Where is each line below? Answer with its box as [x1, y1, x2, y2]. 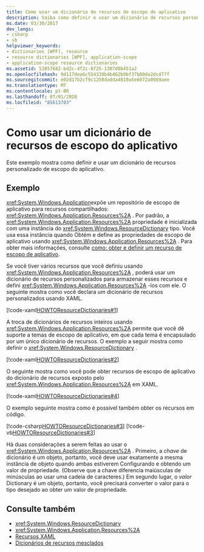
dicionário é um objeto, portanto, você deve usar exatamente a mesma [6, 454, 183, 461]
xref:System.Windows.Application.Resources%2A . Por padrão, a [6, 212, 169, 219]
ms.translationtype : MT [6, 83, 67, 89]
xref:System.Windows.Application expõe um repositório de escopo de [6, 199, 180, 206]
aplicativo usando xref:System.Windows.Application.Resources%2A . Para [6, 238, 192, 245]
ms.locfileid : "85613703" [6, 99, 72, 105]
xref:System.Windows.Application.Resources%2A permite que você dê [6, 325, 185, 332]
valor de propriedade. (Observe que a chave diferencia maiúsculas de [6, 467, 181, 474]
